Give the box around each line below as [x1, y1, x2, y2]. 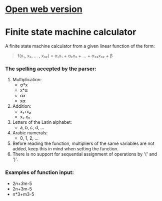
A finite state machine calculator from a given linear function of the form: [5, 43, 155, 49]
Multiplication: [12, 77, 42, 83]
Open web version [5, 4, 82, 15]
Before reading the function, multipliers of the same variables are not [12, 140, 154, 146]
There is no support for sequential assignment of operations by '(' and [12, 151, 157, 157]
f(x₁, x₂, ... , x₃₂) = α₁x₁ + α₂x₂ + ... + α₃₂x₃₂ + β [17, 53, 113, 59]
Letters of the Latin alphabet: [12, 119, 72, 125]
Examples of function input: [5, 169, 74, 176]
